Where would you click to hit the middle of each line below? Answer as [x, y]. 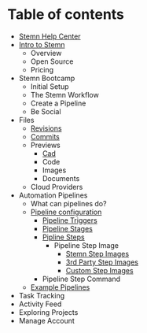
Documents [61, 178]
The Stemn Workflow [64, 94]
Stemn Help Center [50, 36]
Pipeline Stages [68, 228]
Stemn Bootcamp [47, 78]
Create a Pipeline [58, 103]
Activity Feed [40, 304]
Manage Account [47, 320]
